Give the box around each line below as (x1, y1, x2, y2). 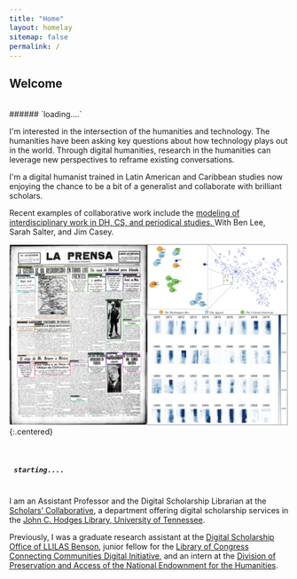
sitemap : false (9, 32, 69, 42)
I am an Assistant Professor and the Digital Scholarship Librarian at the (9, 496, 267, 506)
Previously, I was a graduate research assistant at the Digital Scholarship (9, 532, 275, 543)
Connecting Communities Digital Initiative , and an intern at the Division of (9, 551, 277, 561)
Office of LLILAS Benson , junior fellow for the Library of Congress (9, 542, 250, 552)
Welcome (9, 75, 63, 91)
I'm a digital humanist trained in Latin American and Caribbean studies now (9, 171, 284, 182)
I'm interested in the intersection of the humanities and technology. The (9, 126, 270, 137)
